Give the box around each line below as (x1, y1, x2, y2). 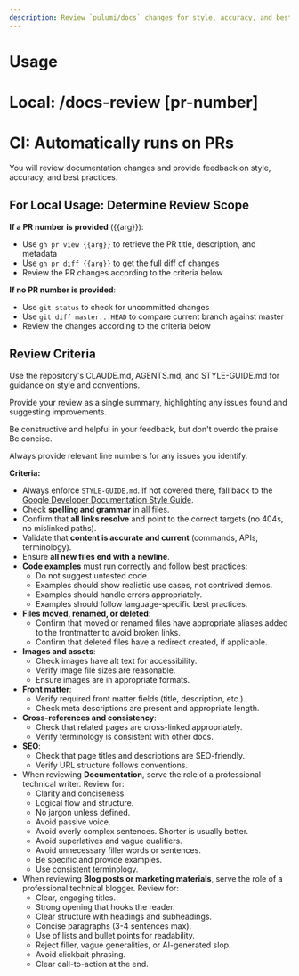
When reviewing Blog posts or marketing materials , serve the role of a (21, 873, 283, 883)
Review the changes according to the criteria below (21, 320, 211, 331)
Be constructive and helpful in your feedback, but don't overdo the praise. (9, 423, 280, 434)
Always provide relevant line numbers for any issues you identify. (9, 450, 248, 461)
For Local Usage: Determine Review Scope (9, 198, 249, 213)
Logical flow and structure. (35, 797, 134, 808)
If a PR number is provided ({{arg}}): (9, 221, 144, 232)
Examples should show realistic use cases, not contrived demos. (35, 579, 273, 590)
